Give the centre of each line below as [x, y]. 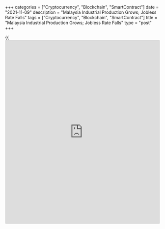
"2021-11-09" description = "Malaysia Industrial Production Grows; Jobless [81, 12]
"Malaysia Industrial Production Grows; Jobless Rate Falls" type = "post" [79, 23]
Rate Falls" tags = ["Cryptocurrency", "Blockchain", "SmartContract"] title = [81, 17]
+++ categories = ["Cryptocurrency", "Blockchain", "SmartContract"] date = [82, 7]
